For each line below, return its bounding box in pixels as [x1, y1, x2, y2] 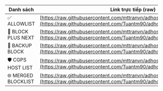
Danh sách [8, 6, 34, 13]
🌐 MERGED [7, 72, 33, 79]
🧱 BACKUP [7, 42, 33, 49]
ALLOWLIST [7, 20, 35, 27]
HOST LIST [7, 64, 33, 71]
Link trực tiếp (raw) [110, 6, 156, 13]
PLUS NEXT [7, 34, 35, 41]
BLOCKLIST [7, 78, 34, 85]
